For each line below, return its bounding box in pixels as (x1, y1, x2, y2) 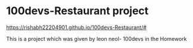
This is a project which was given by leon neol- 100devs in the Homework (6, 35, 187, 42)
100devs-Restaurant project (6, 4, 149, 18)
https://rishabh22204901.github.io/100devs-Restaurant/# (6, 24, 147, 31)
